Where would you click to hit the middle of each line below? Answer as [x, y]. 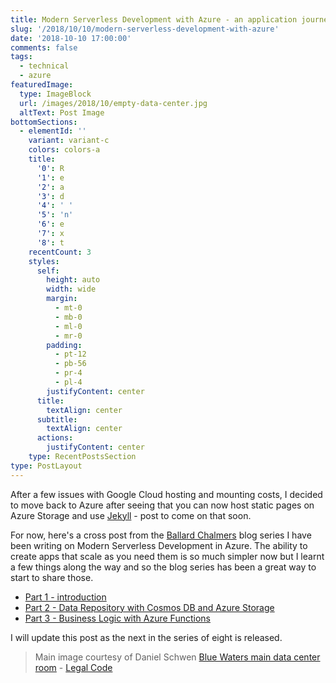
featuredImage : [42, 85]
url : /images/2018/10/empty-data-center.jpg [113, 103]
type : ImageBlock [55, 94]
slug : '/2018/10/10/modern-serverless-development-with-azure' [145, 29]
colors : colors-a [64, 150]
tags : [21, 57]
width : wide [71, 289]
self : [48, 271]
